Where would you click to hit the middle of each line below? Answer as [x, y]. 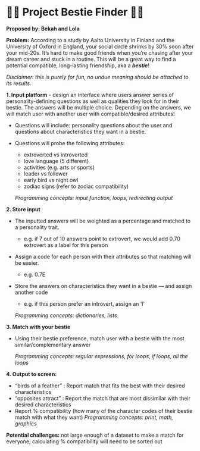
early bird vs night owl [51, 180]
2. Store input [23, 209]
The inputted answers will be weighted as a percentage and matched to [103, 221]
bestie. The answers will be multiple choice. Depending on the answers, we [99, 107]
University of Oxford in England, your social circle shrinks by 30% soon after [100, 46]
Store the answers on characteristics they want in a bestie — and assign [103, 286]
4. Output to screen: [32, 374]
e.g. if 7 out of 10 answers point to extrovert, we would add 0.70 [102, 239]
